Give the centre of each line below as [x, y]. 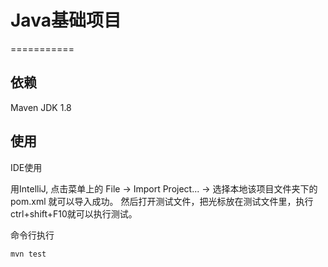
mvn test [28, 254]
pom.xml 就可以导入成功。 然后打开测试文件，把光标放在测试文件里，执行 [162, 201]
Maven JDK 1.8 [41, 107]
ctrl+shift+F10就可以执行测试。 [74, 213]
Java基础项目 [66, 20]
